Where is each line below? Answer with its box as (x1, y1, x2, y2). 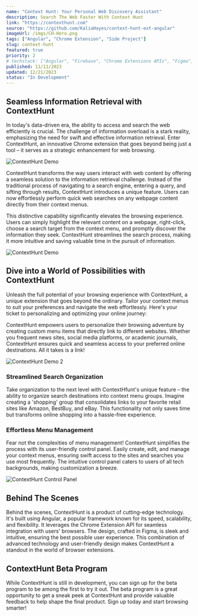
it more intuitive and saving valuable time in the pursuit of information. (6, 237, 176, 244)
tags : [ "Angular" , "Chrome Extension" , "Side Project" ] (6, 36, 146, 42)
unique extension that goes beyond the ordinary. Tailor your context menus (6, 297, 189, 304)
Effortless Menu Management (6, 426, 93, 434)
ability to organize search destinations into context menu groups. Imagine (6, 393, 184, 400)
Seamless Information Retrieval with (6, 96, 143, 106)
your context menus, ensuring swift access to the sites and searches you (6, 452, 184, 459)
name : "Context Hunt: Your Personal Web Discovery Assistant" (6, 8, 162, 15)
